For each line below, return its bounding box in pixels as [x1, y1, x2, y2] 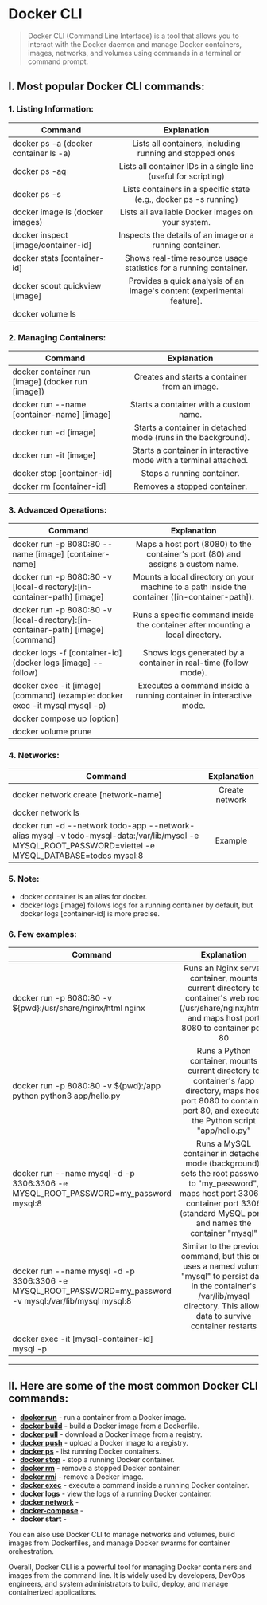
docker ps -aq [12, 165, 67, 176]
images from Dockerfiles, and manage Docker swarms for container [8, 1538, 230, 1548]
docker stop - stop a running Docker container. [19, 1454, 175, 1464]
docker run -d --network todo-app [12, 820, 147, 831]
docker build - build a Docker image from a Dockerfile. [19, 1421, 200, 1430]
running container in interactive [135, 690, 253, 702]
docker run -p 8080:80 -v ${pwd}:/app [12, 1080, 161, 1092]
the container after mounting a [137, 620, 250, 631]
